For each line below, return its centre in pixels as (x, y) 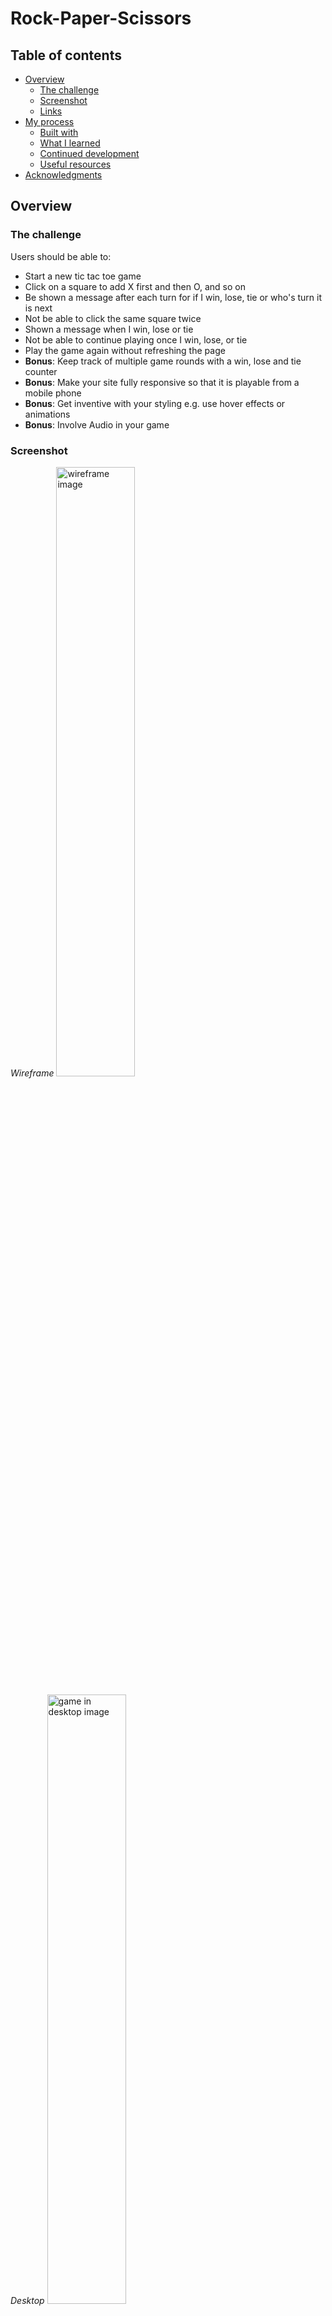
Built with (59, 132)
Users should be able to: (61, 256)
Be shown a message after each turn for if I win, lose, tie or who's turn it (173, 297)
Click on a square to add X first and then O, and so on (135, 286)
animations (47, 414)
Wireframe (32, 1073)
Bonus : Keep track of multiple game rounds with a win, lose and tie (163, 361)
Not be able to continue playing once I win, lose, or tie (136, 339)
